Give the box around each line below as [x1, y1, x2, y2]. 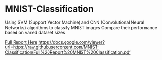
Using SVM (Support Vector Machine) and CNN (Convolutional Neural [5, 19, 145, 25]
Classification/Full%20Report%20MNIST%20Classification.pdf [5, 49, 131, 55]
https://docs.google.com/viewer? [38, 39, 105, 45]
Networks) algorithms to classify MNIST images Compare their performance [5, 24, 158, 30]
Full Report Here [5, 39, 38, 45]
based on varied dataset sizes [5, 30, 65, 35]
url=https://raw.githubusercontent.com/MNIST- [5, 44, 99, 50]
